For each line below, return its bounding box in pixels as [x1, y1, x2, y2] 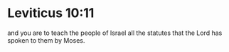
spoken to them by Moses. [7, 36, 85, 44]
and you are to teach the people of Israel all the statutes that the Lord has [7, 28, 223, 37]
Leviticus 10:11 [7, 5, 95, 21]
